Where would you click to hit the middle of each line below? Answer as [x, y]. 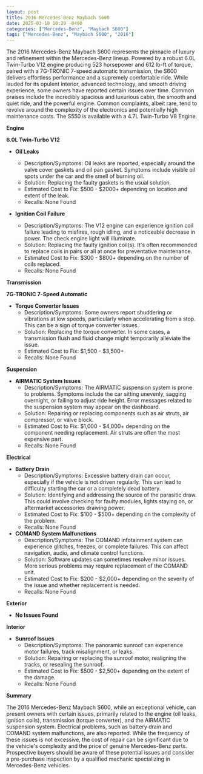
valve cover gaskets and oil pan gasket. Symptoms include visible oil [110, 170]
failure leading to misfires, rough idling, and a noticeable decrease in [110, 232]
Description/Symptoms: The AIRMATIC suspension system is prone [108, 388]
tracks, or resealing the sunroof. [64, 665]
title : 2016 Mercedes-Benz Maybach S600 [58, 18]
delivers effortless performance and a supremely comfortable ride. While [97, 78]
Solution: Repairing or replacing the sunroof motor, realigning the [105, 658]
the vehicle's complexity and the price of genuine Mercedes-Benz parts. [97, 746]
